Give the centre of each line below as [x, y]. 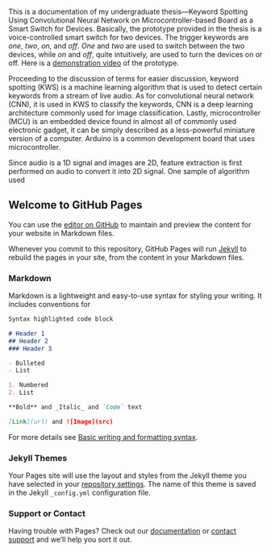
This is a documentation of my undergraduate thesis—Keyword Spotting [128, 12]
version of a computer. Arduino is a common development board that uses [132, 139]
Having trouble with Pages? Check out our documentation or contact [122, 531]
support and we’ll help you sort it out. [70, 540]
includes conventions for [50, 305]
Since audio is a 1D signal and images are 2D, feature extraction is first [125, 163]
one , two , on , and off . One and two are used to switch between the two [127, 46]
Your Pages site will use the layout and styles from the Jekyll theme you [128, 475]
